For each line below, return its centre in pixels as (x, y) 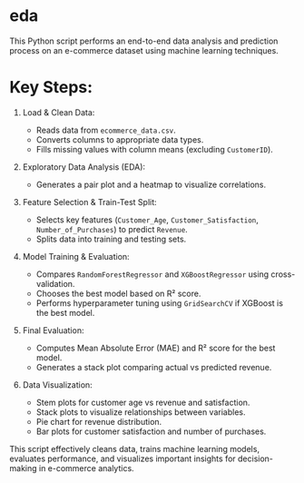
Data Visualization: (57, 384)
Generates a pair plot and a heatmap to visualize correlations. (151, 184)
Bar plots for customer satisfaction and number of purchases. (151, 431)
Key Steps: (51, 88)
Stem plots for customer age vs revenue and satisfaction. (143, 402)
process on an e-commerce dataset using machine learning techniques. (144, 50)
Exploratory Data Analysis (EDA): (84, 167)
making (24, 468)
